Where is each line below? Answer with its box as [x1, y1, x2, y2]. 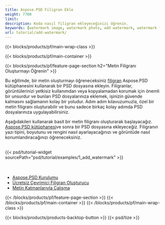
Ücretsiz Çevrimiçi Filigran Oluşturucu [12, 180, 89, 186]
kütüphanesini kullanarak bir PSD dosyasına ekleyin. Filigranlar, [5, 83, 133, 89]
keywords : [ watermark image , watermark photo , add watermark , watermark [5, 26, 157, 31]
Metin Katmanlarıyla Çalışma [12, 185, 70, 190]
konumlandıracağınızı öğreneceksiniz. [5, 134, 82, 140]
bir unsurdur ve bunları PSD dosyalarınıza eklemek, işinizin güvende [5, 93, 142, 99]
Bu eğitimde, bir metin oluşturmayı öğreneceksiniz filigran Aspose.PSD [5, 77, 148, 83]
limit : [5, 16, 19, 21]
